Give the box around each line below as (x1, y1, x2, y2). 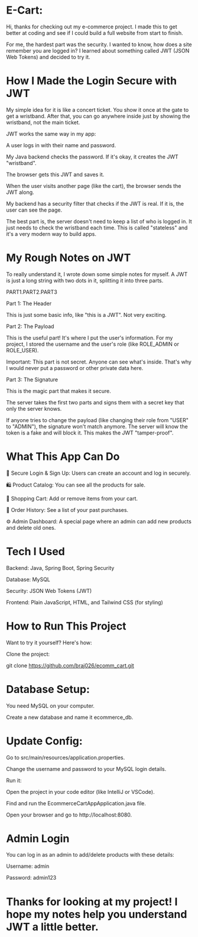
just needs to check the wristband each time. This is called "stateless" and (6, 224, 188, 231)
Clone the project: (6, 650, 50, 657)
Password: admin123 (6, 874, 57, 881)
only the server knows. (6, 405, 62, 412)
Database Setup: (6, 682, 90, 696)
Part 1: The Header (6, 300, 52, 307)
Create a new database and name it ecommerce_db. (6, 714, 134, 721)
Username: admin (6, 863, 50, 870)
